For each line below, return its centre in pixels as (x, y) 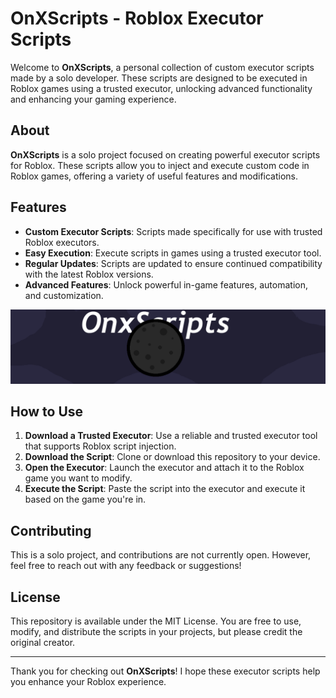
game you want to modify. (78, 478)
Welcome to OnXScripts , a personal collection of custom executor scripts (162, 67)
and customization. (64, 295)
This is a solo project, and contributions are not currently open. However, (161, 555)
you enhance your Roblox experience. (88, 682)
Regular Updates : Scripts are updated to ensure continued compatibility (173, 263)
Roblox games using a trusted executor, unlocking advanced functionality (161, 88)
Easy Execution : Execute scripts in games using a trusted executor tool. (173, 253)
